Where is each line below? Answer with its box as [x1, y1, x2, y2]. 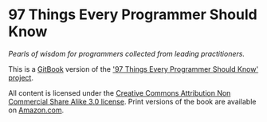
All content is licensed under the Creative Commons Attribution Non [8, 88, 231, 97]
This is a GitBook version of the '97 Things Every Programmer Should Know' [8, 64, 259, 73]
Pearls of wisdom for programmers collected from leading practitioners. [8, 49, 245, 58]
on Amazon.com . [8, 105, 65, 115]
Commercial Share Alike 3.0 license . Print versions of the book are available [8, 96, 257, 106]
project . [8, 73, 34, 82]
